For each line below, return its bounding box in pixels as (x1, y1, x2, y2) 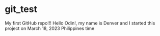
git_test (5, 3, 38, 15)
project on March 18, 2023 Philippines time (5, 25, 95, 31)
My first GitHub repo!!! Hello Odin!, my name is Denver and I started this (5, 20, 155, 26)
